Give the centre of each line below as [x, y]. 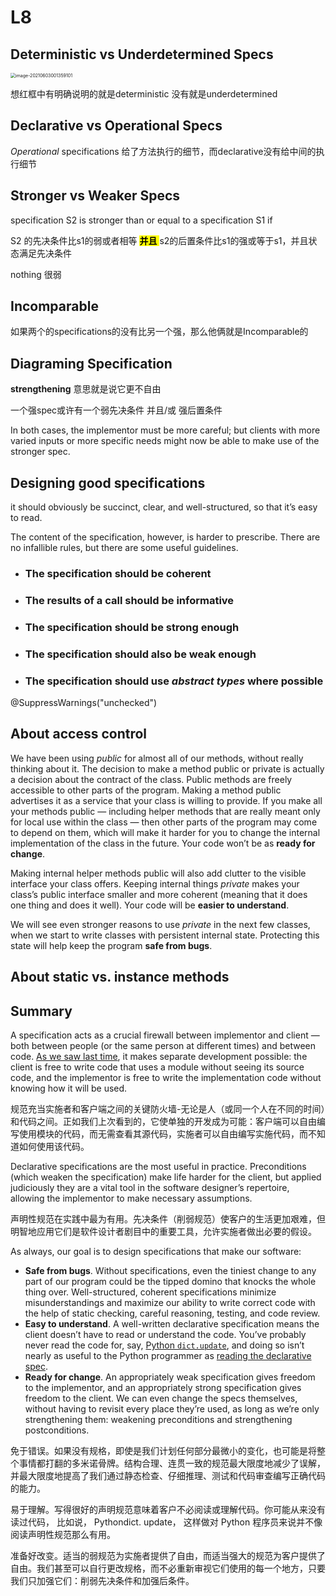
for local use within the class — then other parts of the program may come [164, 822]
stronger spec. [40, 452]
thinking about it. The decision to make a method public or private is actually [167, 768]
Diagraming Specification [91, 363]
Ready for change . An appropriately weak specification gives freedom [170, 1377]
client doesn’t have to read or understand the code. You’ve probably [165, 1335]
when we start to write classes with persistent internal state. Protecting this [165, 935]
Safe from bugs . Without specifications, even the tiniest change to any [170, 1271]
